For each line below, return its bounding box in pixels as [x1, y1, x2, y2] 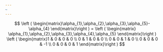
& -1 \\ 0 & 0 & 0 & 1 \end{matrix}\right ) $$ [39, 41, 125, 47]
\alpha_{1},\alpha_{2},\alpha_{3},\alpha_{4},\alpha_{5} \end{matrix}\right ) [8, 31, 157, 36]
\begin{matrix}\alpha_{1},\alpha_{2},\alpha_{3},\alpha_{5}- [33, 20, 150, 26]
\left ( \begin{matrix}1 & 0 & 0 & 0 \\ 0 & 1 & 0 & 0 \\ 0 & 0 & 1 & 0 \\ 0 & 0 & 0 [6, 36, 158, 42]
